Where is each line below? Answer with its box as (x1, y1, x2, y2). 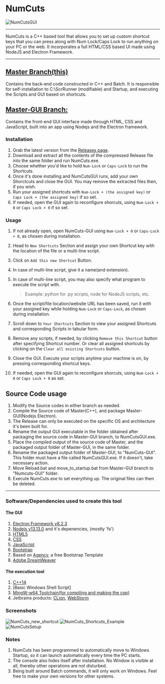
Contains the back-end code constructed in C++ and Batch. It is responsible (5, 81, 160, 86)
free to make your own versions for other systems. (12, 673, 115, 679)
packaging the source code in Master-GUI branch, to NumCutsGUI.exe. (12, 434, 157, 439)
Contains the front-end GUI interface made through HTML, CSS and (5, 118, 142, 124)
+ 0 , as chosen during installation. (12, 233, 81, 239)
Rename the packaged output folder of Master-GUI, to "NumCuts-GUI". (12, 449, 156, 455)
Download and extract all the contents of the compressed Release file (12, 152, 154, 158)
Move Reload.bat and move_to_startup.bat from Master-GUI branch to (12, 465, 154, 471)
